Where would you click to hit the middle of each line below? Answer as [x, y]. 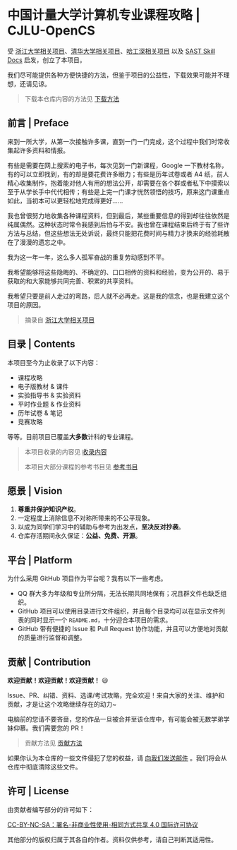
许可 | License [38, 791]
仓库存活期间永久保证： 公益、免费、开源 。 [79, 536]
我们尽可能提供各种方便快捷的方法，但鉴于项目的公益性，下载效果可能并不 [115, 75]
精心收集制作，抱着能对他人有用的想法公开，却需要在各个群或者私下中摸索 [115, 183]
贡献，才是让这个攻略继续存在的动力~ [62, 704]
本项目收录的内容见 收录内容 [66, 451]
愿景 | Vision [35, 491]
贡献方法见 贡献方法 [53, 743]
